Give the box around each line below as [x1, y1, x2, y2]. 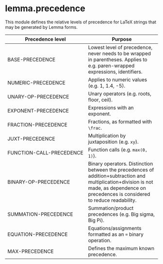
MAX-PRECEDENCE [7, 248, 54, 255]
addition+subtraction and [88, 172, 146, 179]
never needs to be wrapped [88, 50, 151, 57]
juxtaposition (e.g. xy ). [88, 138, 139, 145]
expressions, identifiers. [88, 68, 143, 75]
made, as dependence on [88, 185, 147, 191]
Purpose [112, 36, 132, 42]
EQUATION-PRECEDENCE [7, 231, 68, 238]
